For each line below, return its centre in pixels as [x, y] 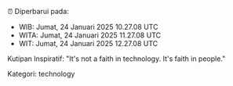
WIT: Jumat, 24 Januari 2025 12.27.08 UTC [88, 43]
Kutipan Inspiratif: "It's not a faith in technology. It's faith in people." [116, 59]
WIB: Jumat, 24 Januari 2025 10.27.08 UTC [88, 27]
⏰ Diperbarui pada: [38, 11]
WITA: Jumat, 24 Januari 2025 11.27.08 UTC [90, 35]
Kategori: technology [41, 74]
